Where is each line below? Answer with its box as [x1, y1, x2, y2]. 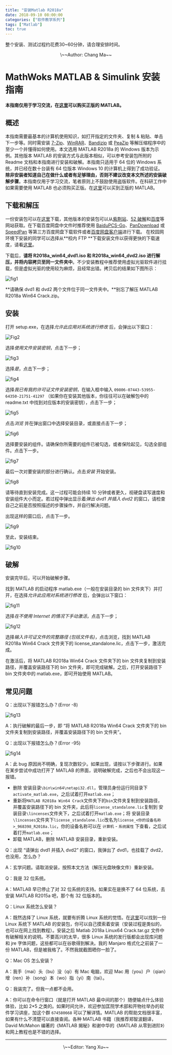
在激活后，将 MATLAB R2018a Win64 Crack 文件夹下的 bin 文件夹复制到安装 [5, 658, 166, 664]
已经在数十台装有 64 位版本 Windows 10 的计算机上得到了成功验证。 [18, 165, 163, 171]
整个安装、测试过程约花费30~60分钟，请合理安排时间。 [5, 42, 123, 48]
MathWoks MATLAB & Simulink [5, 71, 140, 83]
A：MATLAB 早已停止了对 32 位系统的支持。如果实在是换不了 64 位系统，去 [5, 886, 165, 893]
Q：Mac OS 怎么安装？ [5, 957, 54, 964]
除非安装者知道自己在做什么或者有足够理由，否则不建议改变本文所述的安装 [5, 172, 162, 178]
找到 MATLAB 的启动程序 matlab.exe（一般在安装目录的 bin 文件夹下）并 [5, 586, 158, 592]
